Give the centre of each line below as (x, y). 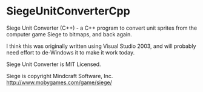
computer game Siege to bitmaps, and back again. (69, 34)
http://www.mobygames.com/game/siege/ (59, 82)
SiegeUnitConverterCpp (68, 11)
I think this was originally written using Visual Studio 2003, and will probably (101, 46)
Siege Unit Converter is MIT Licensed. (54, 64)
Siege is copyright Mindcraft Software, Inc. (60, 76)
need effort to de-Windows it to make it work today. (71, 52)
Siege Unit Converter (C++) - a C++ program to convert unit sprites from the (102, 28)
